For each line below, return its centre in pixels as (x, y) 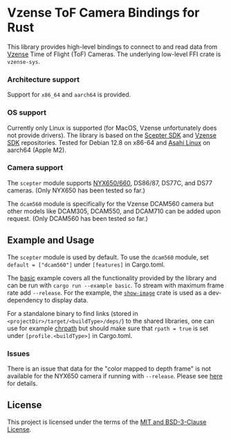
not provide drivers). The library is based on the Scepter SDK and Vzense (112, 135)
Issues (19, 353)
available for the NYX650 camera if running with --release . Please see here (115, 375)
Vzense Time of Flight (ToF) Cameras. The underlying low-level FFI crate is (114, 54)
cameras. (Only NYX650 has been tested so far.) (76, 190)
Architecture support (43, 79)
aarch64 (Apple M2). (37, 150)
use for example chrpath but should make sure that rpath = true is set (108, 328)
